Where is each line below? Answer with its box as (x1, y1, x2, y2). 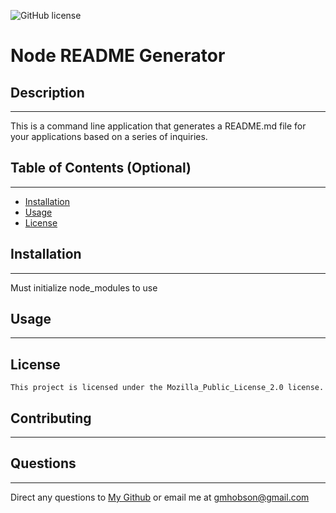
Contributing (10, 410, 92, 427)
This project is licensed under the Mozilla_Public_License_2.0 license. (10, 383, 325, 393)
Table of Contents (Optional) (10, 160, 192, 177)
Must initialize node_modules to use (10, 281, 158, 294)
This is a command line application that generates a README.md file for (10, 120, 307, 132)
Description (10, 84, 85, 101)
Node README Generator (10, 45, 226, 67)
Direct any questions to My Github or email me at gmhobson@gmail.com (10, 491, 310, 503)
